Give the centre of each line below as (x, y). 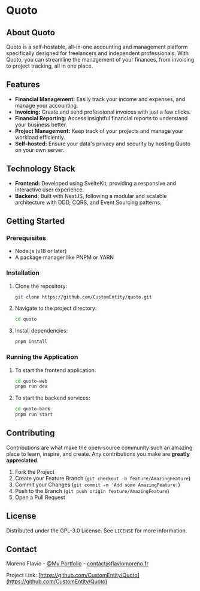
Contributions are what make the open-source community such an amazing (99, 447)
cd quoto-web (31, 381)
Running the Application (42, 357)
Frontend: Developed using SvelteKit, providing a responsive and (96, 183)
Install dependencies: (41, 331)
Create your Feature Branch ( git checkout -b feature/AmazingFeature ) (103, 478)
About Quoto (31, 33)
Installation (23, 273)
